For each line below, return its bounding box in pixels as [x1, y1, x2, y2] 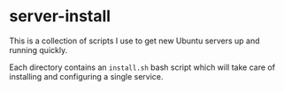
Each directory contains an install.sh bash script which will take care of [9, 62, 276, 72]
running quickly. [9, 44, 68, 55]
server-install [9, 6, 111, 27]
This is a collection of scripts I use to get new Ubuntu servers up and [9, 35, 260, 46]
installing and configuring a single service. [9, 71, 164, 81]
